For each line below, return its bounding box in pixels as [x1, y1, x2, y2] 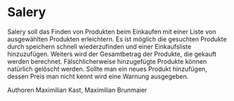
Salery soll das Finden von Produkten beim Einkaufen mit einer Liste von [7, 27, 216, 36]
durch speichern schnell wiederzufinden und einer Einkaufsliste [7, 42, 192, 50]
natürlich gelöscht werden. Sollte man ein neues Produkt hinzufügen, [7, 65, 207, 73]
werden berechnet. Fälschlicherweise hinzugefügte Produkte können [7, 57, 207, 65]
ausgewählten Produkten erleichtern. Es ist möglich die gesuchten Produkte [7, 34, 227, 43]
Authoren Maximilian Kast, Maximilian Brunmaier [7, 86, 148, 94]
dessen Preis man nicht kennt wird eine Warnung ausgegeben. [7, 72, 189, 81]
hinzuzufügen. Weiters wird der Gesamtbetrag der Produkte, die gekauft [7, 50, 216, 58]
